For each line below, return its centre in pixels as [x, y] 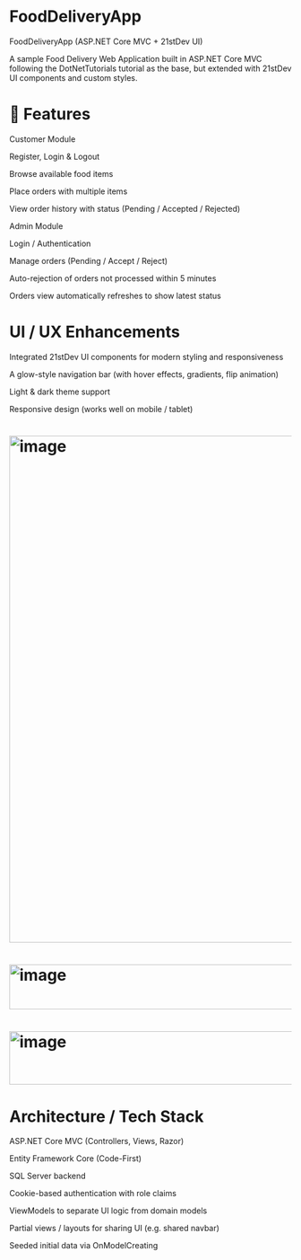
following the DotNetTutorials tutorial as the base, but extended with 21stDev [150, 68]
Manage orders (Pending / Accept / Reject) [89, 260]
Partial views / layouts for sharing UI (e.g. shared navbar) [114, 1229]
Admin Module [36, 225]
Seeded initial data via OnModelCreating [84, 1246]
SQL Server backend [48, 1176]
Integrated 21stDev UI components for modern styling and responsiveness [146, 357]
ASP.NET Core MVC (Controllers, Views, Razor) [97, 1141]
